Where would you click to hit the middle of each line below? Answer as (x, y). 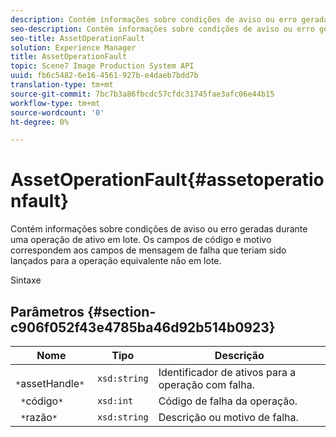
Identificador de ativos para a (227, 372)
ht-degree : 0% (40, 122)
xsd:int (115, 401)
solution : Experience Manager (73, 47)
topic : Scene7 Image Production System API (102, 66)
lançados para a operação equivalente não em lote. (116, 261)
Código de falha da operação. (228, 401)
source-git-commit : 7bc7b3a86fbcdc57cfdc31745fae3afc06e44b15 (142, 94)
